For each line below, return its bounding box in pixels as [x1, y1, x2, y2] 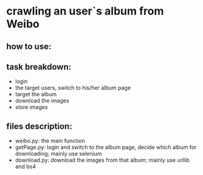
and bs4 [15, 163, 36, 170]
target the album [15, 91, 57, 98]
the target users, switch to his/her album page [15, 84, 131, 91]
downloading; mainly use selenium [15, 150, 102, 157]
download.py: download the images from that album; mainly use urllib [15, 156, 190, 164]
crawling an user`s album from [6, 4, 164, 18]
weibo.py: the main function [15, 137, 85, 145]
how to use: [6, 41, 52, 51]
